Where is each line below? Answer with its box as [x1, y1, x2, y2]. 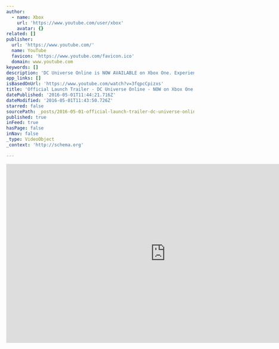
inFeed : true [6, 120, 39, 126]
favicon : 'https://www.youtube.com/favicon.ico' [11, 53, 135, 59]
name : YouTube [11, 48, 46, 54]
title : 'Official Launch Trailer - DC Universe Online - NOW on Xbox [6, 87, 183, 92]
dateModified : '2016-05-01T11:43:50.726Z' [6, 97, 113, 103]
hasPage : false [6, 125, 44, 131]
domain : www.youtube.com [11, 58, 73, 64]
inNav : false [6, 131, 39, 137]
